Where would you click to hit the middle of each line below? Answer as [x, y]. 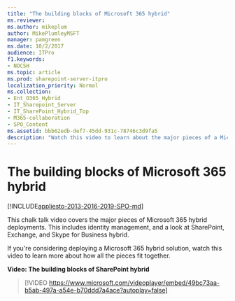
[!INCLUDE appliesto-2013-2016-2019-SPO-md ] [76, 206]
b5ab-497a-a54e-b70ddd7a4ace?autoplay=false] [96, 290]
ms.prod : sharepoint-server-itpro [58, 79]
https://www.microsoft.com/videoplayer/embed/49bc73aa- [134, 283]
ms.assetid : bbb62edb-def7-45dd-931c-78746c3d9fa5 [83, 131]
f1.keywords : [26, 59]
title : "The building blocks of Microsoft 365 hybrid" [89, 14]
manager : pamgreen [34, 40]
